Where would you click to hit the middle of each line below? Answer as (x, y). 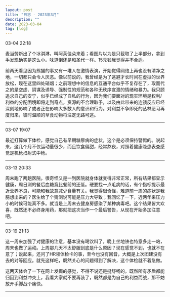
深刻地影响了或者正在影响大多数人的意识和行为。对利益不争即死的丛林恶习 (83, 109)
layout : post (19, 10)
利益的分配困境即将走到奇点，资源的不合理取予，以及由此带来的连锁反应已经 (85, 102)
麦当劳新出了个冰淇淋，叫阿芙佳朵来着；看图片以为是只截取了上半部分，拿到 (85, 54)
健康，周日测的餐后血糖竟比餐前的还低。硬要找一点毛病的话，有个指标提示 (83, 185)
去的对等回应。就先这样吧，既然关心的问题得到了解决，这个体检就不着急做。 (85, 261)
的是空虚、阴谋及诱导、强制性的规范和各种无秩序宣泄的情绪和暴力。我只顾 (87, 90)
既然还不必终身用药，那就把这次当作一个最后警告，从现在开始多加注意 (87, 210)
